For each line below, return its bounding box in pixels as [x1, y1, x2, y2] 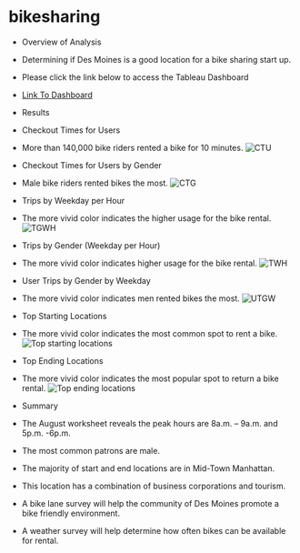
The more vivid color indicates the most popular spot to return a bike [21, 373, 279, 384]
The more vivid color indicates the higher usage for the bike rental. [21, 212, 272, 224]
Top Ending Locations [21, 355, 104, 366]
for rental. [21, 535, 59, 546]
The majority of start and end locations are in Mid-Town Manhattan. [21, 462, 275, 474]
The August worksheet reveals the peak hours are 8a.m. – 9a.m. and [21, 417, 278, 428]
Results [21, 106, 50, 117]
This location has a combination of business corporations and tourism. [21, 480, 286, 491]
